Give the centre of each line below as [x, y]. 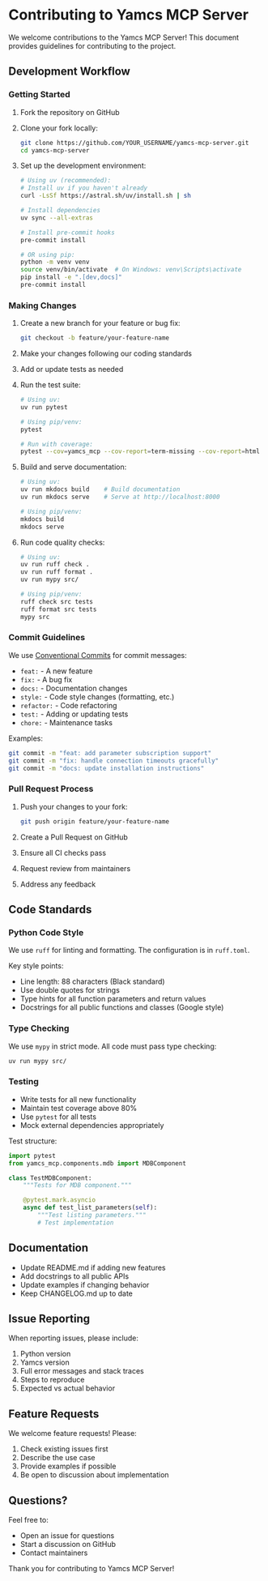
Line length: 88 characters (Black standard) [92, 981]
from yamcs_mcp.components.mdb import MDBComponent [97, 1163]
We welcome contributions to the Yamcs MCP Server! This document [124, 37]
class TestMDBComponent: [50, 1178]
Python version [45, 1354]
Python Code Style [46, 932]
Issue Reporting [49, 1319]
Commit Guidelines [47, 638]
